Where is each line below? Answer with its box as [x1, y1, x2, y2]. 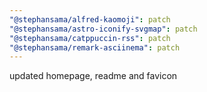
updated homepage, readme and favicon [9, 70, 178, 82]
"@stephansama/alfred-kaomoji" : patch [9, 14, 171, 25]
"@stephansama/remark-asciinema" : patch [9, 42, 181, 53]
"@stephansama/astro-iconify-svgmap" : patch [9, 24, 198, 34]
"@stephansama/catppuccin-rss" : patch [9, 33, 171, 43]
